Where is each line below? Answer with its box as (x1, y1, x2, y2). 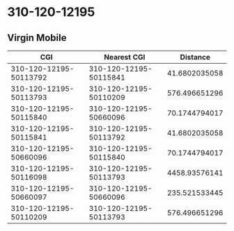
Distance (180, 53, 211, 62)
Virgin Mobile (7, 32, 67, 44)
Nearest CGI (104, 53, 146, 62)
